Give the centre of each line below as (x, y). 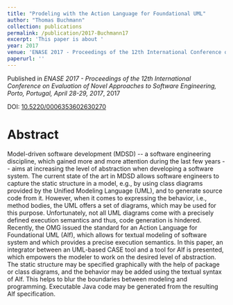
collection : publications (44, 26)
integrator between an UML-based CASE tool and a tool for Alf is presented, (115, 250)
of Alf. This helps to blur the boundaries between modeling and (97, 279)
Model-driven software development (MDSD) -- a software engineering (109, 154)
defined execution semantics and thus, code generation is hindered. (104, 220)
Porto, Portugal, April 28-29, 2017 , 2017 (64, 93)
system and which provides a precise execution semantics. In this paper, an (115, 242)
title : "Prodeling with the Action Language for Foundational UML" (107, 14)
